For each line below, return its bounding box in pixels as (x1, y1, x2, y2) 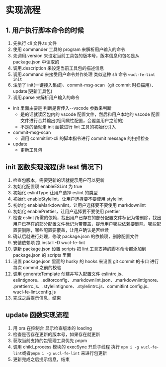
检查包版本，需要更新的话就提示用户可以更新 (12, 177, 105, 183)
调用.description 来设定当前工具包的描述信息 (12, 65, 104, 71)
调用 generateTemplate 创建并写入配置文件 (12, 271, 101, 277)
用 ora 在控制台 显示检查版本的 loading (12, 325, 92, 331)
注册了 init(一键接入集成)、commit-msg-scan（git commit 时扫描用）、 (12, 82, 156, 88)
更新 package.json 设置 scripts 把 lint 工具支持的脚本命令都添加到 (12, 246, 146, 252)
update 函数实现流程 (5, 311, 69, 320)
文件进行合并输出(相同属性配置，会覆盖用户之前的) (20, 118, 124, 123)
